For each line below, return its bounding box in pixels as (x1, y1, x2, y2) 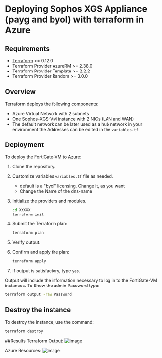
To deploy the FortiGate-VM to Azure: (5, 154, 82, 160)
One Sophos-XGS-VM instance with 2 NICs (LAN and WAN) (12, 116, 134, 122)
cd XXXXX (12, 207, 31, 212)
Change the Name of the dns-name (19, 188, 93, 194)
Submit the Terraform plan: (12, 221, 68, 227)
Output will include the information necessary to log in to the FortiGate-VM (5, 277, 157, 284)
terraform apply (12, 259, 46, 264)
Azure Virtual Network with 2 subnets (12, 110, 89, 116)
